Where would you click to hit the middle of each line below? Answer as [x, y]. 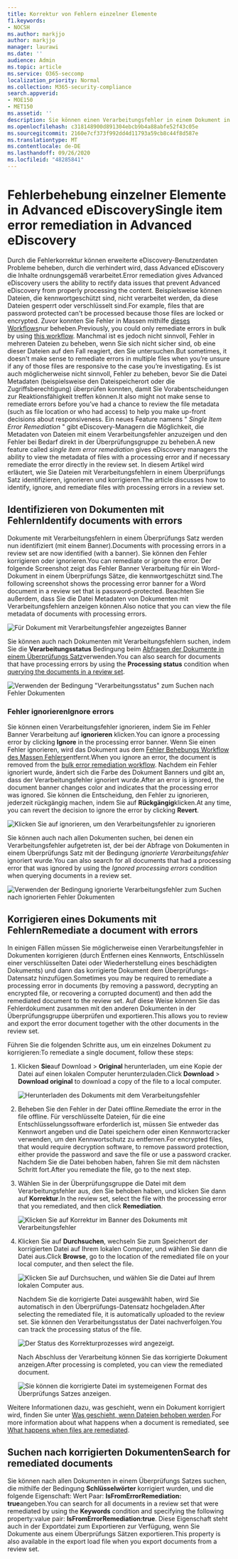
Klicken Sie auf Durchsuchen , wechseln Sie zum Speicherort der [113, 1241]
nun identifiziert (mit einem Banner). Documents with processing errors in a [117, 545]
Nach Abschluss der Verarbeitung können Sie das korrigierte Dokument [123, 1357]
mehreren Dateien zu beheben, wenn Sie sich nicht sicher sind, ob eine [112, 343]
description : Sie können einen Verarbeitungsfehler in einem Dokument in [119, 120]
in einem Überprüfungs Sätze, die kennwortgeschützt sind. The [131, 576]
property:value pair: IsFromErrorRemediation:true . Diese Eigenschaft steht [118, 1518]
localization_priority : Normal [54, 80]
